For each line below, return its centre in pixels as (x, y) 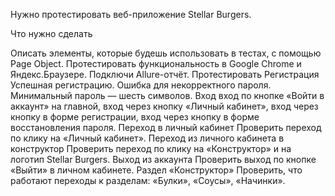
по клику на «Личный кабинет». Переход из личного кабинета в (147, 138)
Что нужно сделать (51, 33)
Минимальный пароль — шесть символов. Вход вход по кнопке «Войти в (167, 95)
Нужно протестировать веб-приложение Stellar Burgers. (131, 14)
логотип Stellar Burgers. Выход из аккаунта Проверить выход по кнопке (163, 159)
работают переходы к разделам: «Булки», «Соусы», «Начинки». (148, 180)
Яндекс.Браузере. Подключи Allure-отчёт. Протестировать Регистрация (165, 74)
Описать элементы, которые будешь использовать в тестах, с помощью (166, 53)
